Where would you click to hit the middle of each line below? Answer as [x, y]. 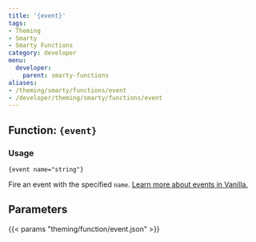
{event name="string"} [46, 169]
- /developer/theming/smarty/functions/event [85, 98]
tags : [17, 23]
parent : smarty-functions [66, 75]
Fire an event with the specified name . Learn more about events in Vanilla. [128, 184]
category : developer [43, 53]
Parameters [38, 210]
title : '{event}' [37, 16]
